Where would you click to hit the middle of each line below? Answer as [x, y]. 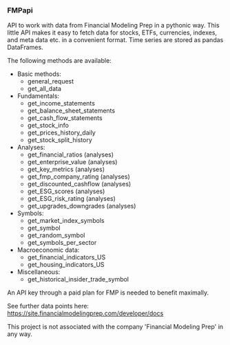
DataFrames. [25, 48]
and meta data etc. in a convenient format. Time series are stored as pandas [115, 40]
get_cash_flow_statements [65, 118]
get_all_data [44, 89]
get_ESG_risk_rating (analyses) [71, 199]
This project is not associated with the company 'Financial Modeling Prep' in [115, 327]
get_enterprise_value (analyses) [72, 162]
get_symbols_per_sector [62, 243]
